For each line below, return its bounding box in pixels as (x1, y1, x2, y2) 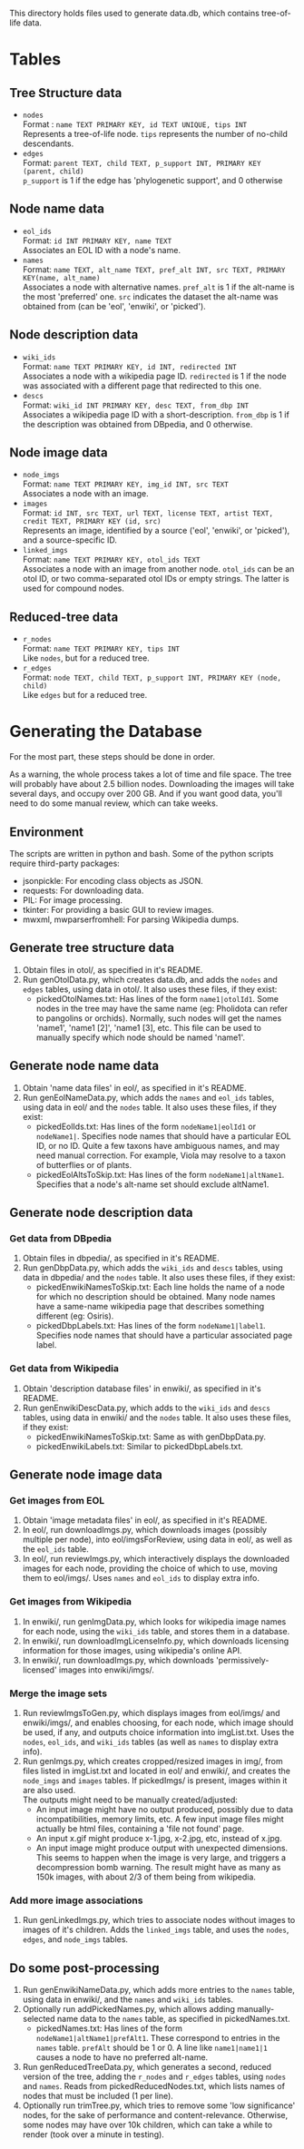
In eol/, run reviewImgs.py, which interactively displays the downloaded (22, 1554, 290, 1565)
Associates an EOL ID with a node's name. (22, 244, 181, 255)
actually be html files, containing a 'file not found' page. (35, 1823, 245, 1834)
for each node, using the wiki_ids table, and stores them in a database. (22, 1625, 290, 1636)
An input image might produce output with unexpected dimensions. (35, 1842, 289, 1853)
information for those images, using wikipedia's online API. (22, 1644, 242, 1655)
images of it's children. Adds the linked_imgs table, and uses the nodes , (22, 1924, 289, 1936)
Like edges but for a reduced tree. (22, 690, 148, 701)
